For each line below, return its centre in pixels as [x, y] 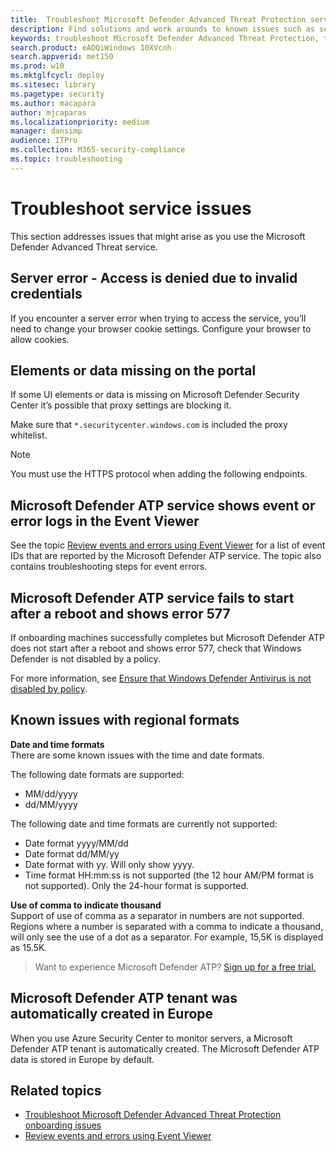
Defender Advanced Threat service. [84, 247]
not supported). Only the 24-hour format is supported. [137, 885]
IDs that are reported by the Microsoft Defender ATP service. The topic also [166, 556]
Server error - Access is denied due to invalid [154, 278]
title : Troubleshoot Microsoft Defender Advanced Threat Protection [158, 19]
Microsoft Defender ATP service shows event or [163, 505]
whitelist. [29, 435]
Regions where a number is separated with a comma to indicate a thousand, [167, 926]
